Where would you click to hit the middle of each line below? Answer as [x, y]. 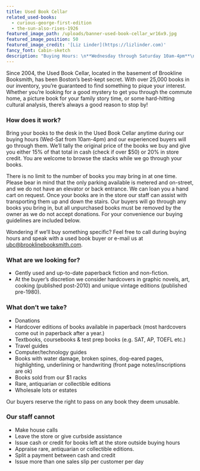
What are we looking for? [43, 260]
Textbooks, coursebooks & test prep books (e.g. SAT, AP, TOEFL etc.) [100, 339]
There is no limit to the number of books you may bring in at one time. [92, 176]
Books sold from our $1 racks [51, 377]
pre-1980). [28, 292]
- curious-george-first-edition [52, 23]
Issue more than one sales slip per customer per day [79, 461]
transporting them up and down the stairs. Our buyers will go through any [96, 201]
